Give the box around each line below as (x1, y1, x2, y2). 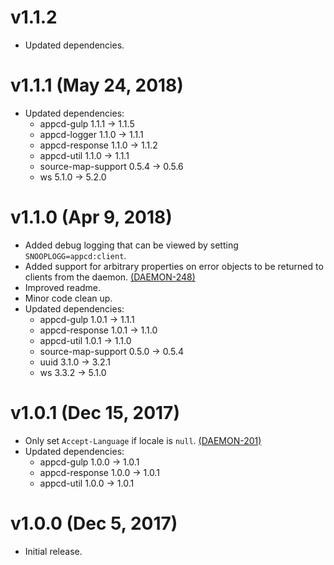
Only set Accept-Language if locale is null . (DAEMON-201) (24, 434, 262, 446)
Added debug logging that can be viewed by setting (24, 239, 239, 251)
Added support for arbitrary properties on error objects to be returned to (24, 260, 324, 272)
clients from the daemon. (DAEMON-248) (24, 271, 196, 283)
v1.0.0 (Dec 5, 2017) (10, 512, 178, 535)
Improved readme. (24, 281, 102, 293)
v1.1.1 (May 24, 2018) (10, 74, 184, 97)
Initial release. (24, 545, 83, 557)
